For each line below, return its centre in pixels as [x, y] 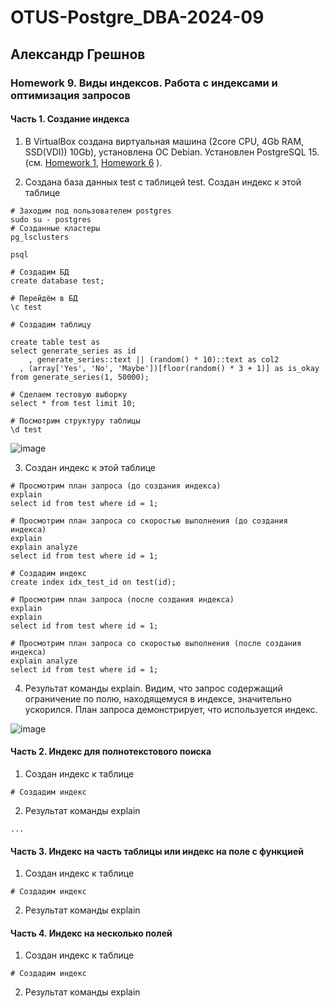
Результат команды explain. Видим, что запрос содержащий [153, 688]
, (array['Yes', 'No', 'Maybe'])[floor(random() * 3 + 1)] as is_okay [169, 368]
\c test [26, 307]
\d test [26, 429]
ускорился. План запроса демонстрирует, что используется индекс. [171, 709]
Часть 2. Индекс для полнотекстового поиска [111, 752]
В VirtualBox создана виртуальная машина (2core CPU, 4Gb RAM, [164, 141]
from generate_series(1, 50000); [80, 377]
